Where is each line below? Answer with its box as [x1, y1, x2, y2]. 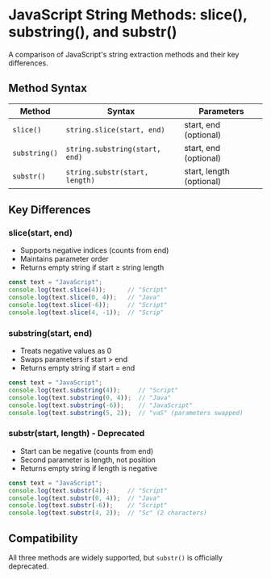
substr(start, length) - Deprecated [8, 428, 145, 439]
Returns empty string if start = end [19, 363, 135, 373]
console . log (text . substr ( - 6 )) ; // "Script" [8, 501, 168, 510]
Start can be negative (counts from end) [19, 446, 154, 455]
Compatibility [8, 531, 78, 545]
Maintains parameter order [19, 254, 109, 264]
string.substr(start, [65, 167, 149, 177]
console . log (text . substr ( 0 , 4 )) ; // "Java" [8, 494, 161, 502]
